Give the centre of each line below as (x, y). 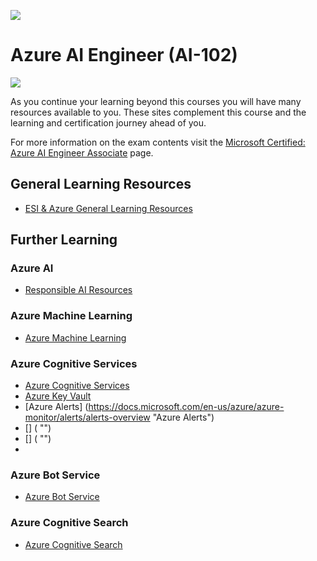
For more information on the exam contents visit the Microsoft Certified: (158, 142)
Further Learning (64, 240)
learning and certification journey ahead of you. (108, 122)
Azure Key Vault (58, 396)
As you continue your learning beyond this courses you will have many (156, 101)
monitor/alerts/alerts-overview (87, 417)
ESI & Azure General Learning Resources (108, 208)
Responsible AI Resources (78, 290)
